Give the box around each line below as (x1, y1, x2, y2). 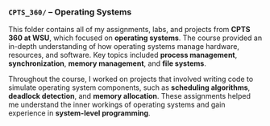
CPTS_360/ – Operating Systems (8, 6, 132, 18)
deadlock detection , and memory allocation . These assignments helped (8, 91, 251, 101)
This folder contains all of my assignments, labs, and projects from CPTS (8, 25, 251, 35)
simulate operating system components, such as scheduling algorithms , (8, 83, 251, 92)
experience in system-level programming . (8, 108, 151, 118)
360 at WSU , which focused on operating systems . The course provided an (8, 33, 263, 43)
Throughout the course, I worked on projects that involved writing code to (8, 75, 254, 84)
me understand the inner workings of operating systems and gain (8, 100, 226, 110)
